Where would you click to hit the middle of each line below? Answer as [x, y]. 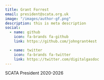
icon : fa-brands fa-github [41, 37]
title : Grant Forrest [27, 10]
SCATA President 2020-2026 [34, 73]
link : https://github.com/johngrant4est [55, 41]
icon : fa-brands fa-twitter [42, 55]
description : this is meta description [46, 23]
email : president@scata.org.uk [37, 14]
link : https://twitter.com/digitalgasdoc [56, 59]
